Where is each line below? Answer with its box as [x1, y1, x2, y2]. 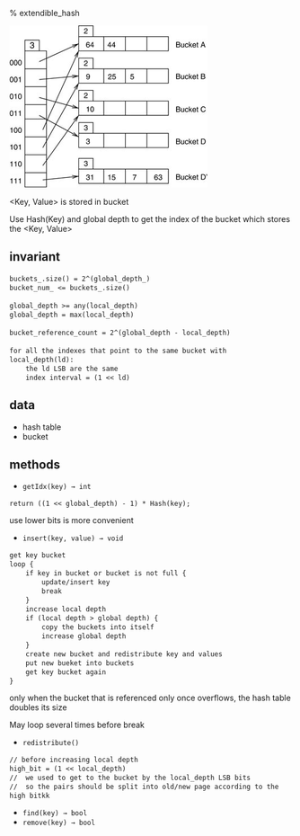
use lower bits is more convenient [9, 515, 135, 526]
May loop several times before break [9, 719, 146, 731]
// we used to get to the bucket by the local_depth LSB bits [9, 773, 251, 783]
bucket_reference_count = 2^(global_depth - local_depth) [9, 328, 231, 337]
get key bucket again [25, 668, 106, 677]
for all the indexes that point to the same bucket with [9, 346, 227, 355]
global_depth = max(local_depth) [9, 310, 135, 319]
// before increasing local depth [9, 755, 139, 765]
